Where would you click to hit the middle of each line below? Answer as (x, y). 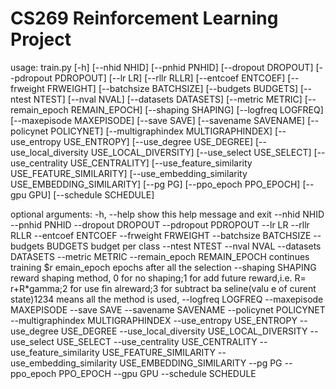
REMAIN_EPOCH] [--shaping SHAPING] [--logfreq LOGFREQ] (197, 109)
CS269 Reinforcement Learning (144, 18)
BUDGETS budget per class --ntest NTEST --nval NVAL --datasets (184, 246)
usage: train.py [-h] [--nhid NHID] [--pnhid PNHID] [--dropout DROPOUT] (162, 67)
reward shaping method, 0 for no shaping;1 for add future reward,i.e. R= (158, 278)
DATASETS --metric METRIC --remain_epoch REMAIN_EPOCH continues (160, 256)
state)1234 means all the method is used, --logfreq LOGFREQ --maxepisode (167, 299)
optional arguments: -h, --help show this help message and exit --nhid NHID (167, 214)
